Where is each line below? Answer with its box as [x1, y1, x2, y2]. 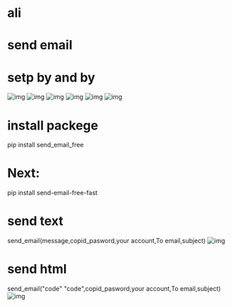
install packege [7, 118, 98, 133]
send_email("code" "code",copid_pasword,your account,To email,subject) [7, 284, 221, 293]
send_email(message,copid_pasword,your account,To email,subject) [7, 237, 206, 245]
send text [7, 213, 64, 230]
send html [7, 261, 67, 277]
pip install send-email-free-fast [7, 189, 98, 197]
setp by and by [7, 69, 96, 85]
